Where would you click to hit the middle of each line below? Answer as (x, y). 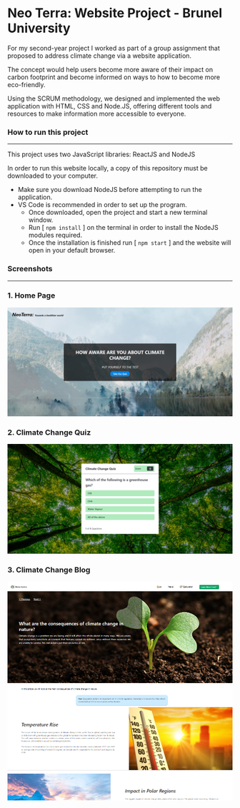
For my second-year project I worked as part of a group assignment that (114, 48)
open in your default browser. (72, 251)
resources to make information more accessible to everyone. (97, 113)
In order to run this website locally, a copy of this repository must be (108, 168)
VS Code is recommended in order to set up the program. (102, 205)
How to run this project (48, 132)
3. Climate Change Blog (49, 570)
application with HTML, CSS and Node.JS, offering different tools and (110, 106)
